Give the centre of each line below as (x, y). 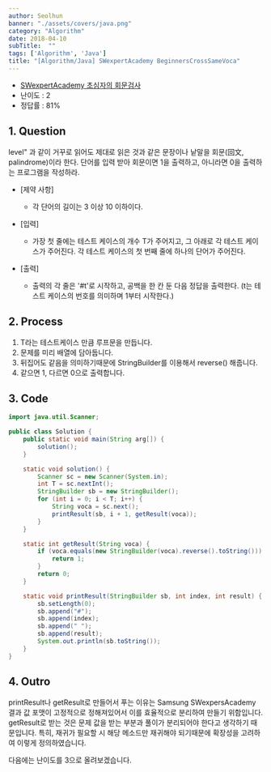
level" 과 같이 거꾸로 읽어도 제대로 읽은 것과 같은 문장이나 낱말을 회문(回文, (126, 151)
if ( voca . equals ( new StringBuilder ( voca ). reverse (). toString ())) (150, 552)
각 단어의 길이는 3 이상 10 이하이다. (87, 207)
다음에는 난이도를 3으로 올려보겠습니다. (70, 760)
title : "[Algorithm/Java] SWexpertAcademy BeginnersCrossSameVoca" (125, 62)
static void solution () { (67, 469)
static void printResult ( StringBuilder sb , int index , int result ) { (143, 596)
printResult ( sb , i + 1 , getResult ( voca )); (124, 514)
